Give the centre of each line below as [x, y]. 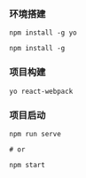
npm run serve [35, 134]
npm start [27, 165]
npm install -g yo [43, 33]
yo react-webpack [41, 91]
